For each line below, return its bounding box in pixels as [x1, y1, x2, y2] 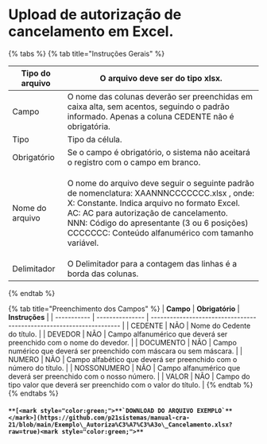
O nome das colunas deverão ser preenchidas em [67, 91, 253, 102]
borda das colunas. [67, 268, 139, 279]
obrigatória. [67, 121, 111, 132]
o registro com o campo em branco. [67, 157, 201, 168]
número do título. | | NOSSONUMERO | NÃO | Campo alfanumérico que [8, 363, 241, 372]
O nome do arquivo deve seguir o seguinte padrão [67, 177, 254, 189]
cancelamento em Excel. [8, 22, 174, 41]
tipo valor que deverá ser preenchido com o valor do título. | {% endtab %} [8, 380, 253, 389]
